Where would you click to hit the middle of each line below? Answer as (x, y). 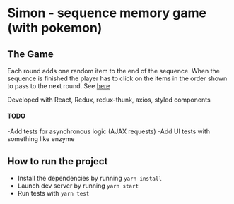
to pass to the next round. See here (59, 86)
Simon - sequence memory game (107, 13)
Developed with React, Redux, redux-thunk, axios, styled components (109, 100)
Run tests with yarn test (53, 193)
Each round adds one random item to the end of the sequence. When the (114, 71)
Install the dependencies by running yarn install (90, 179)
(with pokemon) (55, 28)
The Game (31, 54)
